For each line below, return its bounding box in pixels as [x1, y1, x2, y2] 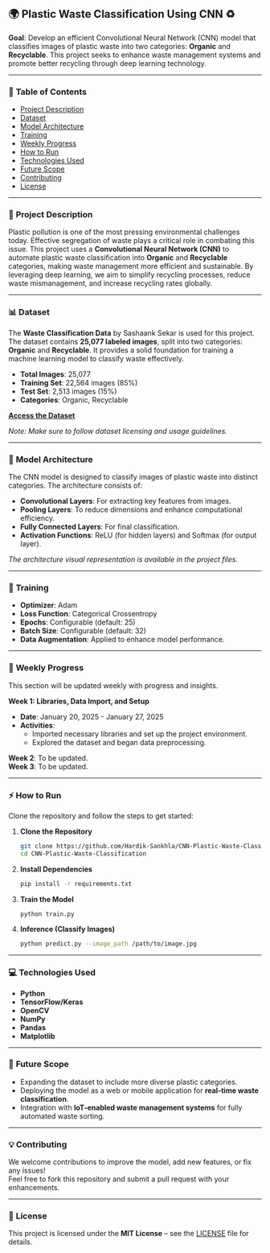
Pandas [19, 1022, 47, 1032]
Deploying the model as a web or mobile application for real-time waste [19, 1086, 260, 1095]
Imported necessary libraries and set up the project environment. [31, 728, 247, 739]
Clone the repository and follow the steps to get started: [8, 810, 194, 820]
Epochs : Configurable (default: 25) [19, 617, 136, 627]
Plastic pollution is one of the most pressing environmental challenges [8, 227, 240, 237]
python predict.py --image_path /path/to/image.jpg [19, 940, 197, 948]
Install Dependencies [19, 864, 92, 874]
